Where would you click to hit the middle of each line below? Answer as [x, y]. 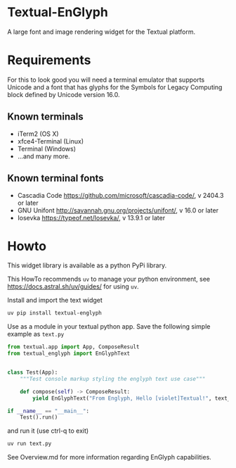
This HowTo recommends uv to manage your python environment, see [109, 279]
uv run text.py [29, 444]
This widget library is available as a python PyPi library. [87, 265]
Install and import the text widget [55, 301]
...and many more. [44, 156]
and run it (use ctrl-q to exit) [48, 431]
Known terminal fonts [55, 178]
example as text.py [36, 334]
